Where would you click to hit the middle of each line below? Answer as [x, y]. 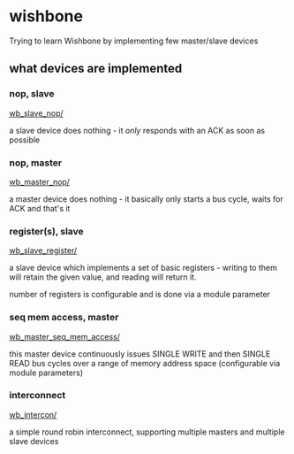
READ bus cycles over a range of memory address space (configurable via [145, 363]
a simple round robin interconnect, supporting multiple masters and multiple [147, 432]
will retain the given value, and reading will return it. [103, 277]
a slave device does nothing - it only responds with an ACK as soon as [137, 130]
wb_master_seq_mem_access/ [65, 336]
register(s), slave [46, 231]
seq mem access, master [64, 318]
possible [25, 140]
